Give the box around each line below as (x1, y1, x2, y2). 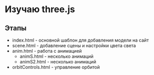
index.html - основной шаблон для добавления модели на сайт (12, 37, 149, 43)
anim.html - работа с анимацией (12, 48, 82, 54)
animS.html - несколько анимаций (19, 53, 94, 59)
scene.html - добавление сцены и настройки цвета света (12, 43, 136, 49)
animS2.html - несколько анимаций (19, 59, 97, 64)
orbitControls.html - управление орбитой (12, 64, 100, 70)
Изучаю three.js (5, 4, 75, 15)
